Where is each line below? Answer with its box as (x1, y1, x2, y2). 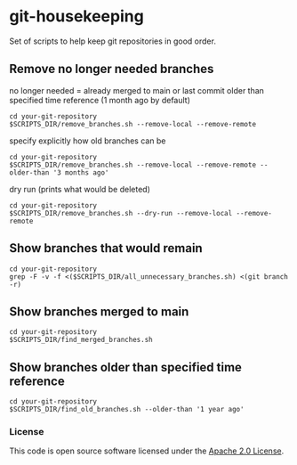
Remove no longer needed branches (9, 61, 214, 77)
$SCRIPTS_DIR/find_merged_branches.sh (9, 336, 153, 345)
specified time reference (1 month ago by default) (9, 94, 191, 105)
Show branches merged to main (9, 304, 189, 319)
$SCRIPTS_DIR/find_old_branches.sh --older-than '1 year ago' (9, 405, 245, 414)
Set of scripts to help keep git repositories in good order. (9, 36, 216, 46)
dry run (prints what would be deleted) (9, 184, 151, 194)
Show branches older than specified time (9, 359, 243, 375)
